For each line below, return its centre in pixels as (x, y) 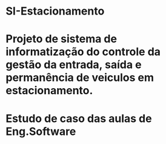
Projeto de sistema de (61, 39)
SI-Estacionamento (55, 11)
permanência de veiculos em (80, 78)
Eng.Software (41, 131)
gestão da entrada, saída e (74, 65)
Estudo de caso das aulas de (79, 118)
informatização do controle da (83, 52)
